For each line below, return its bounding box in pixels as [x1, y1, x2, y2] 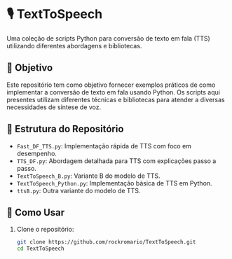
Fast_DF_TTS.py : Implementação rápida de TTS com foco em [16, 141, 192, 150]
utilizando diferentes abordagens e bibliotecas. [6, 41, 142, 50]
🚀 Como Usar [6, 206, 65, 218]
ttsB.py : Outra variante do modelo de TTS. [16, 186, 141, 195]
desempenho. [16, 149, 57, 157]
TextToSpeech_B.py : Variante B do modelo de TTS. [16, 171, 161, 180]
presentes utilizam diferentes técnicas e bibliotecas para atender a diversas [6, 95, 225, 104]
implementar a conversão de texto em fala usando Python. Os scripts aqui [6, 87, 220, 96]
